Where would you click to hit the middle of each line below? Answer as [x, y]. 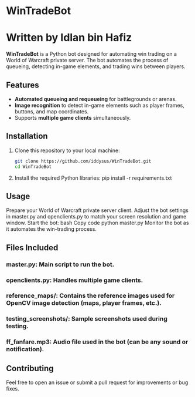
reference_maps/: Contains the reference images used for [90, 296]
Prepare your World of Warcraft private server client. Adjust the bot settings [97, 210]
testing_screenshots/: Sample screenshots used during [87, 319]
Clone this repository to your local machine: [67, 150]
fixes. [13, 389]
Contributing [30, 368]
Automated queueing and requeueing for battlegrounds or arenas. [95, 99]
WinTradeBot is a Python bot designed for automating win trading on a [92, 54]
